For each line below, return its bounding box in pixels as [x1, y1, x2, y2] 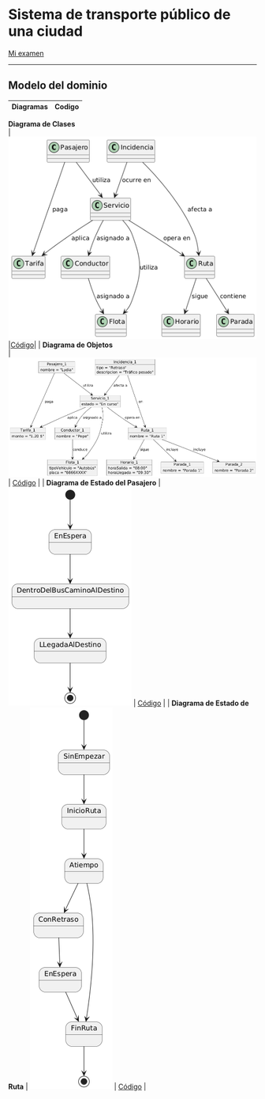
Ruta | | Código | [8, 1082, 147, 1092]
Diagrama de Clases [8, 119, 76, 128]
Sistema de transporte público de [8, 6, 231, 24]
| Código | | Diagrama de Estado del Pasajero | [8, 478, 161, 488]
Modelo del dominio [8, 79, 108, 93]
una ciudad [8, 22, 83, 40]
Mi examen [8, 48, 45, 58]
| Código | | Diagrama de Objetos [8, 340, 113, 349]
